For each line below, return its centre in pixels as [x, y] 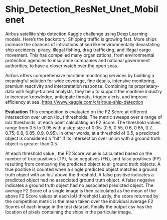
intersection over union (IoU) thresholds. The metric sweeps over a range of [83, 117]
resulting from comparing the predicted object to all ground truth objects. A [83, 164]
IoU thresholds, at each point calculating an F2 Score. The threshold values [83, 122]
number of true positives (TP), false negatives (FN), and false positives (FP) [83, 158]
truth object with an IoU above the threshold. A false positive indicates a [79, 174]
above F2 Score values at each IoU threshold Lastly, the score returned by [82, 196]
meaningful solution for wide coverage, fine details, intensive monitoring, [80, 81]
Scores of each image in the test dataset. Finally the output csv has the [78, 206]
